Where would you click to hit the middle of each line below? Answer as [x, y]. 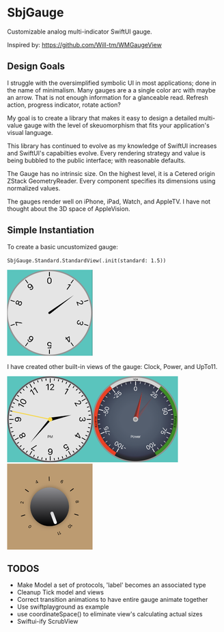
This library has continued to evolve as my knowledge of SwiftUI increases [112, 146]
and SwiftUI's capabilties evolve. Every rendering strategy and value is [107, 153]
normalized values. [34, 188]
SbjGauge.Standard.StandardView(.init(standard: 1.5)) [87, 261]
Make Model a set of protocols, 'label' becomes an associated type [111, 585]
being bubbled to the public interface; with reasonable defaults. [96, 160]
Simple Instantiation [51, 230]
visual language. [30, 132]
